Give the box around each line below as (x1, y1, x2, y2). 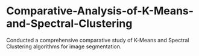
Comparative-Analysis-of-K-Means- (6, 4, 194, 18)
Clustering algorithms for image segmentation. (6, 43, 122, 50)
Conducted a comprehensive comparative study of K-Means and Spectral (6, 36, 189, 43)
